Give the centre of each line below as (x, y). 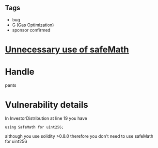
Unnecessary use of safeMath (67, 49)
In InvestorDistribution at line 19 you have (46, 118)
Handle (20, 72)
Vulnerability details (47, 105)
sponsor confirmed (31, 30)
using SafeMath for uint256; (34, 127)
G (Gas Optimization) (33, 25)
